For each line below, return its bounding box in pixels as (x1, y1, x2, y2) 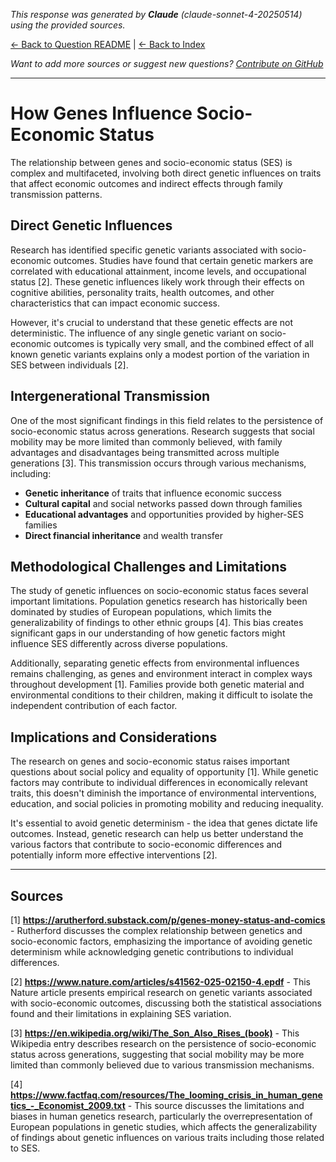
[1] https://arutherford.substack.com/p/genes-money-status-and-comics (10, 914, 326, 926)
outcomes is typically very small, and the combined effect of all (53, 337, 315, 349)
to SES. (10, 1142, 41, 1154)
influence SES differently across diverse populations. (10, 638, 228, 650)
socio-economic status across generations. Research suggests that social (10, 425, 315, 437)
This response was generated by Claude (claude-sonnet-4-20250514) (10, 9, 303, 20)
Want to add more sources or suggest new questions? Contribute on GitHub (10, 58, 324, 69)
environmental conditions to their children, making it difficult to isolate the (10, 689, 314, 701)
